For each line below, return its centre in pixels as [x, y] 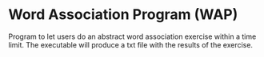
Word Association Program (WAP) [123, 15]
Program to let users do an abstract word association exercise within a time [132, 36]
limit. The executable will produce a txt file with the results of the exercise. [131, 44]
